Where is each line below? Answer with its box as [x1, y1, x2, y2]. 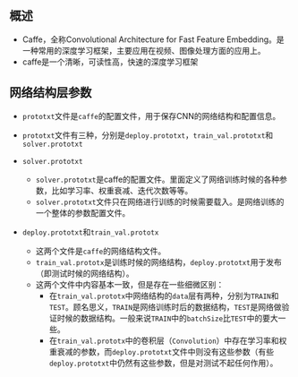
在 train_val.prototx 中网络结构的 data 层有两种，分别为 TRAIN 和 [48, 290, 279, 301]
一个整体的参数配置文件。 [35, 207, 131, 218]
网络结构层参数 [9, 85, 92, 100]
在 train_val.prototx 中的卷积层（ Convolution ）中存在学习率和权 [48, 335, 287, 346]
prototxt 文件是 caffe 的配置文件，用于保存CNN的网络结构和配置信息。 [21, 110, 281, 121]
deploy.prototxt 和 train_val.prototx [21, 227, 159, 237]
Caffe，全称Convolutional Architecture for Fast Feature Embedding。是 [21, 34, 285, 45]
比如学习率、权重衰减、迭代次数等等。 [51, 184, 193, 195]
